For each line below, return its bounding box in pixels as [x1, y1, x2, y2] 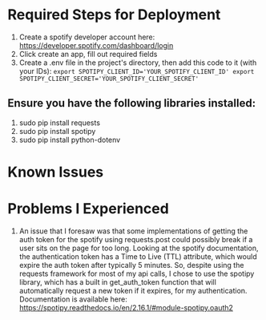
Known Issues [7, 163, 104, 181]
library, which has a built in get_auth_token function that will [18, 277, 217, 286]
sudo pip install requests [18, 118, 101, 128]
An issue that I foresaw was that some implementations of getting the [18, 226, 248, 236]
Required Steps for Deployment [7, 6, 221, 24]
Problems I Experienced [7, 200, 169, 218]
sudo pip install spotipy [18, 126, 96, 136]
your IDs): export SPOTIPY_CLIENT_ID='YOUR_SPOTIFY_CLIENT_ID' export [18, 66, 255, 75]
